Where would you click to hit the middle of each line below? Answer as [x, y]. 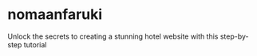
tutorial [35, 44]
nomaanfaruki [55, 15]
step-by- [234, 36]
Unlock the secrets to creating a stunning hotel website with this [113, 36]
